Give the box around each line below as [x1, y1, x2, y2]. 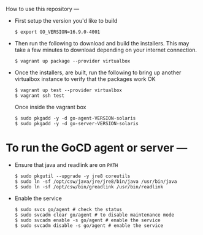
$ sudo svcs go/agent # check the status [14, 206, 122, 212]
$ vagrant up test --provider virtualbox [14, 87, 122, 93]
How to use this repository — [6, 6, 80, 12]
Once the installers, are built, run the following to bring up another [14, 69, 182, 76]
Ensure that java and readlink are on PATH [14, 161, 118, 168]
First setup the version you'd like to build [14, 17, 118, 24]
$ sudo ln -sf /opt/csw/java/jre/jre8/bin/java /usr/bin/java [14, 178, 177, 185]
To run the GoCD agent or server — [6, 141, 188, 155]
